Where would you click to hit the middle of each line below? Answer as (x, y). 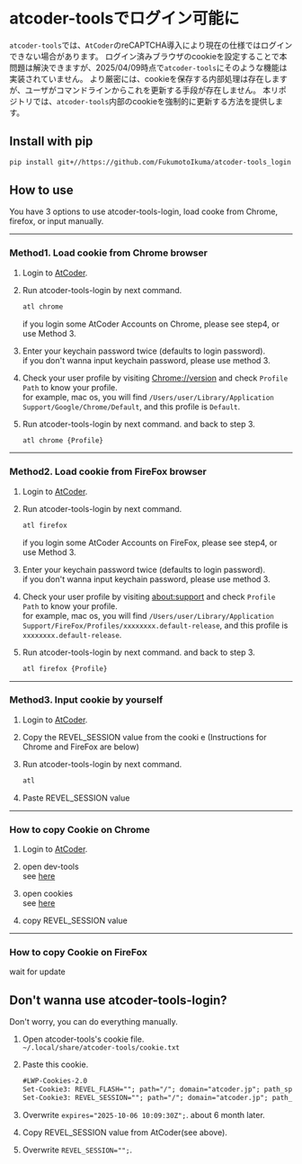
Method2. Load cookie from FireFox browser (108, 471)
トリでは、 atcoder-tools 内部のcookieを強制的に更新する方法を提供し (146, 101)
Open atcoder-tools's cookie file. (83, 1039)
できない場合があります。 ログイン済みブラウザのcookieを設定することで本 (148, 56)
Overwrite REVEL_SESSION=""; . (77, 1150)
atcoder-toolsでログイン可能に (124, 18)
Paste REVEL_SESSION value (76, 798)
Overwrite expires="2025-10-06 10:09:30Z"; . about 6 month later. (143, 1115)
